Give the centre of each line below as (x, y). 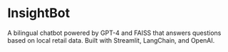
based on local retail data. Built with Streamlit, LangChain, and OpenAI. (111, 40)
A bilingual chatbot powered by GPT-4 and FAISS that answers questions (114, 33)
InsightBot (38, 13)
